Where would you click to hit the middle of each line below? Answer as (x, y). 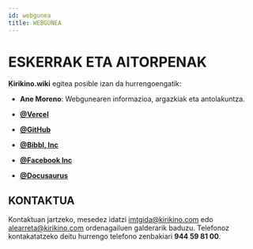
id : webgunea (30, 15)
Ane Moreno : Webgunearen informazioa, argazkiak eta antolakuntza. (132, 99)
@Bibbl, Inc (39, 145)
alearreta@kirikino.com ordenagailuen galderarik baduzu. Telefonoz (119, 228)
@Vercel (34, 115)
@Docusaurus (44, 175)
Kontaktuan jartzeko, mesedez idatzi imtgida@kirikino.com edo (111, 220)
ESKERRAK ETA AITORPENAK (108, 62)
